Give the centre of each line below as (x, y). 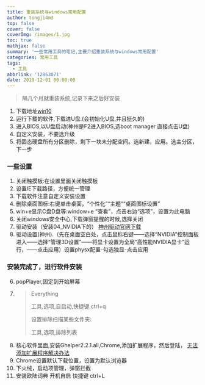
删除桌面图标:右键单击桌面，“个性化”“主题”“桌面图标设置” (88, 204)
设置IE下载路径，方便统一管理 (53, 189)
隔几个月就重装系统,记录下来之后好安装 (71, 98)
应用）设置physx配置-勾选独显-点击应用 (98, 250)
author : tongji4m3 (30, 18)
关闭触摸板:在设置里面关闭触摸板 (57, 181)
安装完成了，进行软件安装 (45, 267)
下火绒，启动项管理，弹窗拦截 (53, 368)
